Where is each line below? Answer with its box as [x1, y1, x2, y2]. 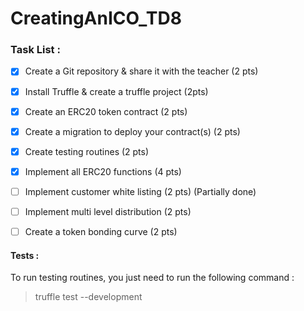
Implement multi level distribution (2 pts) [24, 205, 192, 217]
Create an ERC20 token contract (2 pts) [24, 105, 188, 117]
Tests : [10, 249, 40, 261]
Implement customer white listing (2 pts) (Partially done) [24, 185, 257, 197]
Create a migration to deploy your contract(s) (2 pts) [24, 125, 241, 137]
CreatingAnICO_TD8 [10, 7, 182, 30]
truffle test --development [34, 291, 143, 303]
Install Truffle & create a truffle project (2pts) [24, 85, 209, 97]
